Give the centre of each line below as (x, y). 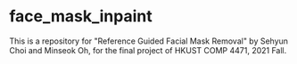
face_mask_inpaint (81, 16)
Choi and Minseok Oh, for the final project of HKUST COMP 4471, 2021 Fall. (148, 50)
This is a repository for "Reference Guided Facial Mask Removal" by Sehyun (148, 41)
